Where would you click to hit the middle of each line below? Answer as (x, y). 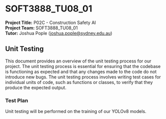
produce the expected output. (36, 87)
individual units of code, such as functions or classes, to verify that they (79, 82)
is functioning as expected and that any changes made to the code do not (81, 71)
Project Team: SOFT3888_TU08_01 (42, 27)
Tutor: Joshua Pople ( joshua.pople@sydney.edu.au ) (59, 33)
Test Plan (17, 100)
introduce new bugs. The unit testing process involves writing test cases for (83, 77)
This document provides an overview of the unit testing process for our (78, 61)
